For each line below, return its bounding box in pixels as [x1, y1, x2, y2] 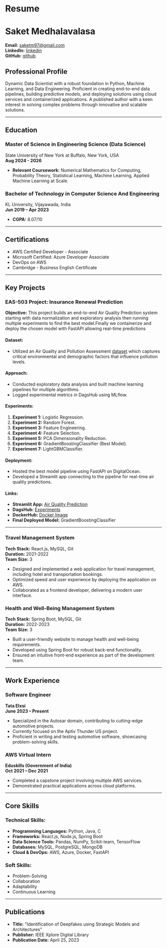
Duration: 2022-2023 [5, 622, 50, 628]
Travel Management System [5, 534, 75, 541]
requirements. [12, 641, 41, 647]
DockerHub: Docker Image [12, 512, 68, 518]
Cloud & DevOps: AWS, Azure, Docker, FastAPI [12, 849, 109, 855]
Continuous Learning [12, 889, 56, 895]
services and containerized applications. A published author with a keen [5, 96, 153, 102]
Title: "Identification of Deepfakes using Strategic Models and [12, 921, 140, 927]
